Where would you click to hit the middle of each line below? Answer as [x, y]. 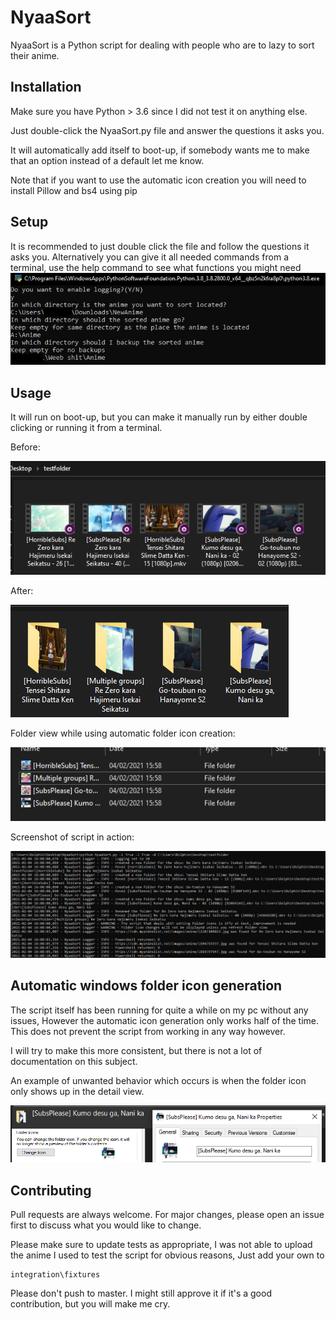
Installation [46, 87]
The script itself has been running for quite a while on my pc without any [159, 1010]
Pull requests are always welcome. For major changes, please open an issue [167, 1215]
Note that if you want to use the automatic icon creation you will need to [158, 180]
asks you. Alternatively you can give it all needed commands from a [150, 257]
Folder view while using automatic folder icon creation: [123, 733]
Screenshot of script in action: [72, 837]
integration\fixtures [55, 1275]
